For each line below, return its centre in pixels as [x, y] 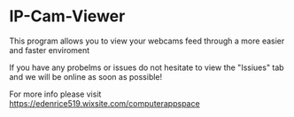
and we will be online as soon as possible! [86, 76]
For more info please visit [55, 94]
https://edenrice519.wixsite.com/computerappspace [105, 103]
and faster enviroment [50, 50]
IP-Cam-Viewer [67, 16]
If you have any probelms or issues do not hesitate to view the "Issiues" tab [147, 67]
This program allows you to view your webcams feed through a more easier [147, 41]
